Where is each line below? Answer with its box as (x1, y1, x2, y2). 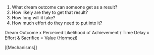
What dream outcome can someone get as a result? (11, 4, 117, 10)
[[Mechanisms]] (4, 45, 38, 50)
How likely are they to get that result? (11, 9, 88, 15)
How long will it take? (11, 15, 55, 20)
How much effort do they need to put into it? (11, 20, 103, 26)
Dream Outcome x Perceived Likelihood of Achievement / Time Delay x (4, 30, 150, 35)
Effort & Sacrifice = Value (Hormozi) (4, 35, 78, 41)
